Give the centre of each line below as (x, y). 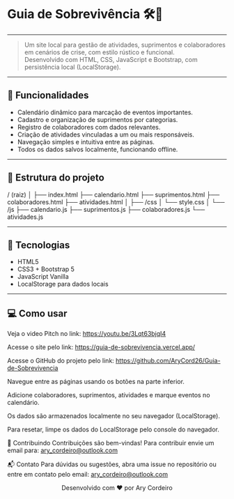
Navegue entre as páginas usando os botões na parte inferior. (96, 382)
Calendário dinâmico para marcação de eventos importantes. (105, 112)
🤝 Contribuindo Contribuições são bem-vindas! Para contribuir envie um (111, 443)
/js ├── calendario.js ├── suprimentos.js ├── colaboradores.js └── (106, 209)
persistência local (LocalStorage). (72, 67)
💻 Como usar (37, 313)
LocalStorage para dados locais (63, 284)
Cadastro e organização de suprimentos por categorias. (97, 119)
